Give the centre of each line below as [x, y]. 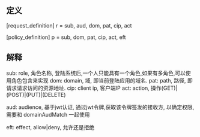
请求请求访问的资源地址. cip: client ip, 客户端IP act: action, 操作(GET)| [92, 88]
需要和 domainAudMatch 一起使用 [48, 114]
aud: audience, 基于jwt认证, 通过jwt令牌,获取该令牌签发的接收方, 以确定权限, [100, 107]
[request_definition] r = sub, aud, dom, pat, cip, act [69, 25]
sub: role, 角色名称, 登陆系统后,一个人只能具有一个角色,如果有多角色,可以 [96, 73]
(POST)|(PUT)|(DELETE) [36, 95]
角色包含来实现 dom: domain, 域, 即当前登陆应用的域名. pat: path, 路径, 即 [102, 80]
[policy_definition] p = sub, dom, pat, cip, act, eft [66, 37]
